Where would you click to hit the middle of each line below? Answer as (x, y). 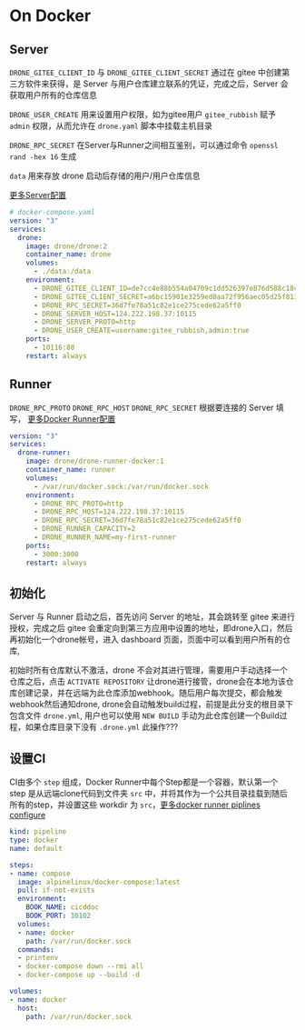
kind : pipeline (38, 832)
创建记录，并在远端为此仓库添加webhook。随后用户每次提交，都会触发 (150, 693)
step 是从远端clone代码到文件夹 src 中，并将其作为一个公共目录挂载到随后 (149, 794)
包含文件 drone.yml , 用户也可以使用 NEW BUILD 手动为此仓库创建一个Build (144, 715)
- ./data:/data (62, 272)
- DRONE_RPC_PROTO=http (79, 504)
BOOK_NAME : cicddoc (63, 907)
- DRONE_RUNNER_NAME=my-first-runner (105, 537)
